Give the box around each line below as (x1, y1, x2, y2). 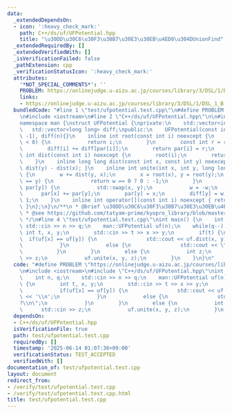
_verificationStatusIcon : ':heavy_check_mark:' (13, 68, 153, 75)
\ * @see (19, 210, 45, 217)
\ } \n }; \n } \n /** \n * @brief (19, 204, 100, 210)
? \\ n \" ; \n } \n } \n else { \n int (19, 300, 224, 307)
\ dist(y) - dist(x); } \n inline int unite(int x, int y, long (19, 164, 215, 172)
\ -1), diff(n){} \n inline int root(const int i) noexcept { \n (19, 132, 215, 139)
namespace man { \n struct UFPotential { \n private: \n (19, 119, 171, 127)
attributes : (13, 74, 48, 82)
